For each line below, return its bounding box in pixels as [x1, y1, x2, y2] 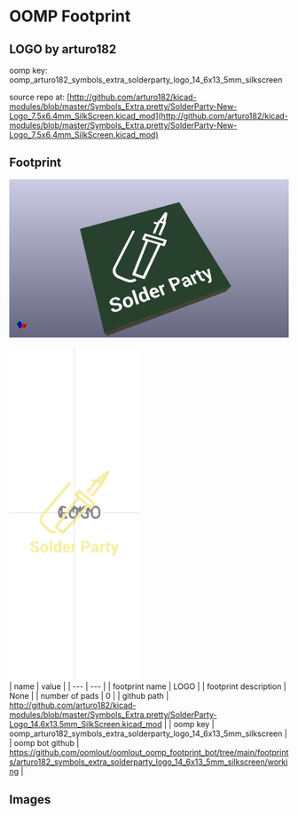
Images [9, 792, 51, 807]
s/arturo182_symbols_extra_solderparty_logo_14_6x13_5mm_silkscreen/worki [9, 757, 288, 767]
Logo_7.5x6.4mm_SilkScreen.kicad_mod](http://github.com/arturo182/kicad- [9, 111, 288, 121]
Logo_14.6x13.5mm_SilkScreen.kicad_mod [9, 719, 162, 730]
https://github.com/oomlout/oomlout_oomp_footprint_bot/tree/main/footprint [9, 748, 289, 758]
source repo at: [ [9, 91, 70, 102]
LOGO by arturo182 [9, 42, 117, 57]
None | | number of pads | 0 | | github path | [9, 691, 169, 701]
